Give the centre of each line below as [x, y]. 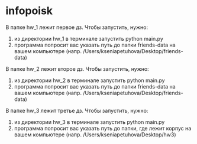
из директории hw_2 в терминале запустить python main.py [89, 80]
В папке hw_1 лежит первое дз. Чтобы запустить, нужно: [77, 27]
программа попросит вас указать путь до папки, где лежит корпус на [103, 128]
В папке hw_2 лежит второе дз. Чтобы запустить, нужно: [77, 68]
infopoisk [29, 11]
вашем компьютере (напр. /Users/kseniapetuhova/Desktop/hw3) [95, 135]
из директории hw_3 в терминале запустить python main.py [89, 122]
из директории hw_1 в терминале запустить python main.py [89, 38]
